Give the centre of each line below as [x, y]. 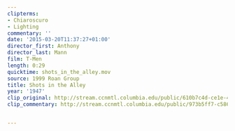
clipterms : [23, 14]
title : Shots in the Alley [47, 85]
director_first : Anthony [43, 46]
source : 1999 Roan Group [43, 78]
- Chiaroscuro [28, 20]
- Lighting [23, 26]
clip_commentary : [33, 105]
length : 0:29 [26, 65]
